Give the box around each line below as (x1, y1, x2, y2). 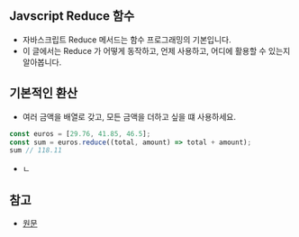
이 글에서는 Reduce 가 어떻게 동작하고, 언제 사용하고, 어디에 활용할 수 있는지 (22, 45, 291, 56)
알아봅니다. (22, 57, 62, 68)
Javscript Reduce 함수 (9, 8, 135, 24)
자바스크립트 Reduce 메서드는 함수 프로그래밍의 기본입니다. (22, 34, 231, 45)
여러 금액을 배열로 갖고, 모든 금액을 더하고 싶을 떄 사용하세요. (22, 111, 237, 122)
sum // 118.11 (9, 146, 63, 155)
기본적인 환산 (9, 86, 78, 101)
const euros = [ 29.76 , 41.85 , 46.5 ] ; (9, 129, 151, 138)
